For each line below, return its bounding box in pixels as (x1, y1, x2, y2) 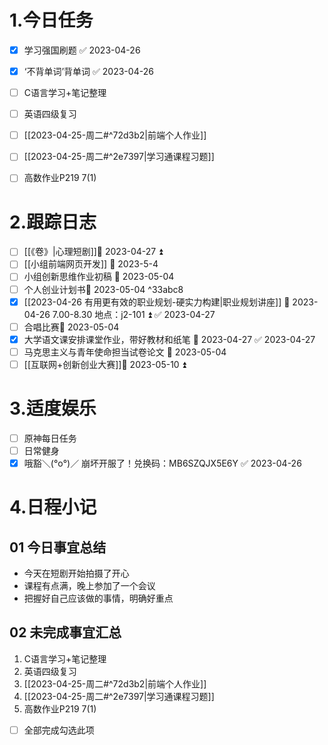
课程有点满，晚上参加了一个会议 (23, 580, 156, 591)
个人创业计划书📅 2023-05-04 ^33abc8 (23, 283, 184, 295)
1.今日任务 (9, 9, 94, 32)
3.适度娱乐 (9, 397, 97, 420)
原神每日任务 (23, 432, 77, 444)
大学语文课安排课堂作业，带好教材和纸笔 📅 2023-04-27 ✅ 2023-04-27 (23, 333, 316, 345)
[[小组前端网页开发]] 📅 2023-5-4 (23, 258, 159, 270)
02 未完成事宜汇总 (9, 624, 122, 641)
